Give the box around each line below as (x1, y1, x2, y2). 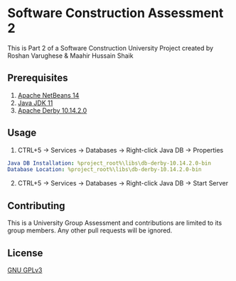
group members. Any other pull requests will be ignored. (7, 226, 173, 235)
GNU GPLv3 (7, 265, 43, 274)
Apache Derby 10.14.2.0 (17, 106, 87, 115)
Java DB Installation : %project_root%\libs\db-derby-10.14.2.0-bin (7, 159, 212, 167)
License (7, 247, 43, 259)
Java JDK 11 (17, 98, 53, 107)
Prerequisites (7, 72, 68, 84)
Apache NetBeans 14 (17, 91, 80, 99)
